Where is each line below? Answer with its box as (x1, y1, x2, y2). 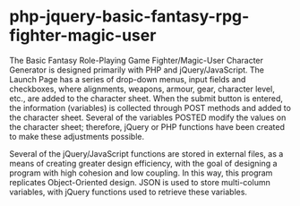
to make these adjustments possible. (9, 131, 145, 142)
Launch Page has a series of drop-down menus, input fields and (9, 73, 246, 84)
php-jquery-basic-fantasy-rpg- (9, 6, 250, 27)
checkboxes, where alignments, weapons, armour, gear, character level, (9, 83, 275, 94)
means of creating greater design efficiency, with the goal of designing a (9, 158, 278, 168)
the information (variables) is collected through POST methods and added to (9, 102, 291, 113)
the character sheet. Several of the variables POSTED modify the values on (9, 112, 287, 123)
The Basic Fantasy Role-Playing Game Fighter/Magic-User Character (9, 55, 264, 65)
